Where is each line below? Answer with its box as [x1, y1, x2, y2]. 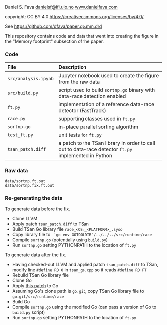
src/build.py [7, 90, 39, 96]
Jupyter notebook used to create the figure [58, 72, 159, 79]
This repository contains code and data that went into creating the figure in [5, 33, 159, 39]
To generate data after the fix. [5, 252, 66, 258]
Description [58, 64, 87, 71]
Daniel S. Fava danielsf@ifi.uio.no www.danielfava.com [5, 4, 118, 10]
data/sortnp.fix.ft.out [5, 183, 55, 188]
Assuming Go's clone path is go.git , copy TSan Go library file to [12, 288, 144, 294]
